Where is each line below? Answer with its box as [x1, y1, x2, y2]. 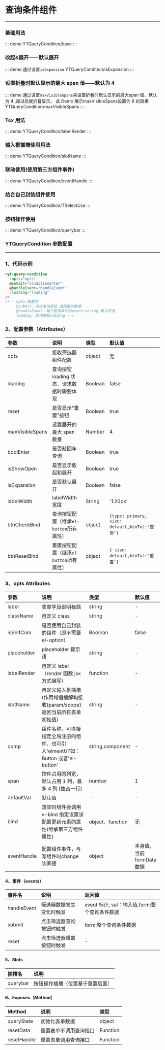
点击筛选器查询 [41, 918, 76, 925]
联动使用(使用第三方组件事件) [5, 166, 75, 173]
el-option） [41, 637, 69, 644]
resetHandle [7, 1036, 36, 1043]
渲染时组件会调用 [41, 804, 82, 811]
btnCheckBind [7, 521, 41, 528]
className [7, 612, 33, 619]
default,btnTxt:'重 [109, 553, 154, 558]
